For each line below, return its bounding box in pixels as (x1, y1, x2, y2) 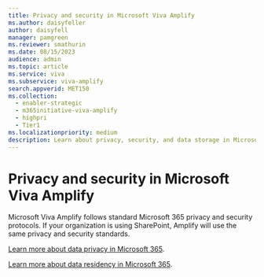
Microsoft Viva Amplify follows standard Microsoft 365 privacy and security (8, 212, 253, 222)
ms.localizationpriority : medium (8, 128, 118, 136)
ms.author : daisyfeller (8, 19, 86, 27)
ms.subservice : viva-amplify (8, 77, 104, 85)
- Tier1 (15, 121, 41, 129)
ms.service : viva (8, 70, 65, 78)
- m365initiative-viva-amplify (15, 107, 118, 115)
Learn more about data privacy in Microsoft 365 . (8, 245, 165, 254)
